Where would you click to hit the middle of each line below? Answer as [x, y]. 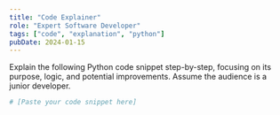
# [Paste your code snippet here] [73, 103]
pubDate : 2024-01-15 [48, 42]
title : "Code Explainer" [55, 17]
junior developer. [40, 86]
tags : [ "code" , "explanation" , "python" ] [87, 34]
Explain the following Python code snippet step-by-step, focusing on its [140, 67]
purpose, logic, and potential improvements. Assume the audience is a [138, 77]
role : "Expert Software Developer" [75, 26]
